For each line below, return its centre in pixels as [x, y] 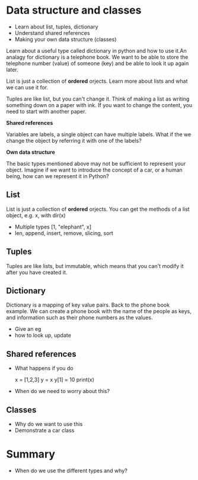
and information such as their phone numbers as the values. [79, 318]
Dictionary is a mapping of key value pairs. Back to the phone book [88, 305]
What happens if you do [44, 368]
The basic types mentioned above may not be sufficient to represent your [96, 163]
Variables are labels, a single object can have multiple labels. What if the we [99, 134]
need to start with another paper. [46, 111]
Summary [31, 454]
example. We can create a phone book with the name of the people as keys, [99, 311]
